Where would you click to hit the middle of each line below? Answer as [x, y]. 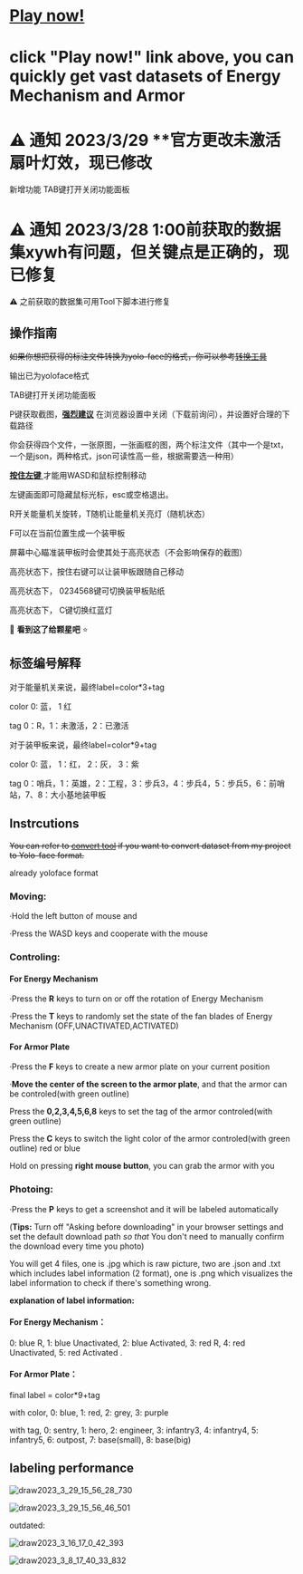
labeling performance [71, 1468]
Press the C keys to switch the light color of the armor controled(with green [150, 1139]
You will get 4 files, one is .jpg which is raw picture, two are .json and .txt [145, 1263]
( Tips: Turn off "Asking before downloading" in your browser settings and [147, 1226]
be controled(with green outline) [69, 1094]
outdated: [27, 1525]
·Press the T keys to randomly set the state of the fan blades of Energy [141, 1017]
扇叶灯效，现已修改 [81, 163]
